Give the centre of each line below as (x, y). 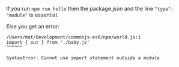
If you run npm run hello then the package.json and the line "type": (90, 9)
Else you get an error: (33, 26)
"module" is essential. (32, 15)
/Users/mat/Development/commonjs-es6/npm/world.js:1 (74, 37)
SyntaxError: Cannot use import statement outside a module (83, 58)
